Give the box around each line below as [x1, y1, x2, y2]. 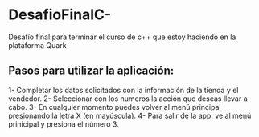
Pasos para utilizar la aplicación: [8, 64, 175, 78]
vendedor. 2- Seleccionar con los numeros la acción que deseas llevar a [8, 94, 248, 103]
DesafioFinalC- [8, 6, 112, 24]
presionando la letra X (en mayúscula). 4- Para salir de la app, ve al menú [8, 111, 252, 120]
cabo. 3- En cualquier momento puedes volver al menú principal [8, 102, 221, 111]
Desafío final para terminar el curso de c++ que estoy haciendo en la [8, 32, 236, 42]
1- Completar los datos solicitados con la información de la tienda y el [8, 85, 239, 95]
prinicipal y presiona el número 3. [8, 119, 119, 129]
